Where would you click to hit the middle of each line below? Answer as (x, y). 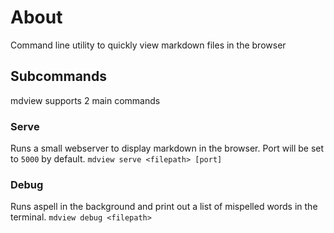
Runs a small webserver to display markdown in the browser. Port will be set (167, 148)
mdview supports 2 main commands (85, 100)
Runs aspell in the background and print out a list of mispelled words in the (164, 207)
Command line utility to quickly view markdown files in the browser (148, 45)
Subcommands (58, 76)
